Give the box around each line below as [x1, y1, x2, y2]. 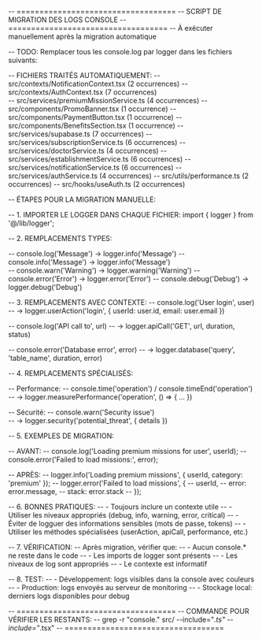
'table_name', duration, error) [8, 354, 103, 362]
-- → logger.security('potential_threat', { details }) [8, 416, 168, 425]
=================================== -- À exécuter [8, 24, 214, 32]
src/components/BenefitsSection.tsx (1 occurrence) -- [8, 121, 184, 130]
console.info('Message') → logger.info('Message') [8, 258, 171, 266]
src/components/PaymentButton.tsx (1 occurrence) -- [8, 113, 183, 121]
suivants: [8, 55, 38, 65]
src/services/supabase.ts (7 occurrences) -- [8, 129, 153, 139]
